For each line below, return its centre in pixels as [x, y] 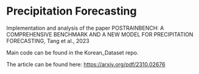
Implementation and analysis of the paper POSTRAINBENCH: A [85, 28]
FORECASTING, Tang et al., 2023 [48, 41]
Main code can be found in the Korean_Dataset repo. [72, 52]
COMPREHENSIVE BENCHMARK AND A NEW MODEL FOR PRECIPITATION [100, 34]
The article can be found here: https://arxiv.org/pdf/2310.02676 [86, 64]
